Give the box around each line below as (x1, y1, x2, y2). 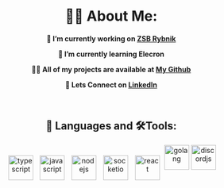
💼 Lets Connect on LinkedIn (64, 79, 158, 90)
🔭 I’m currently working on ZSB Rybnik (46, 33, 176, 43)
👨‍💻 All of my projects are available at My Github (31, 64, 191, 74)
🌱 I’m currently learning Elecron (58, 49, 164, 59)
